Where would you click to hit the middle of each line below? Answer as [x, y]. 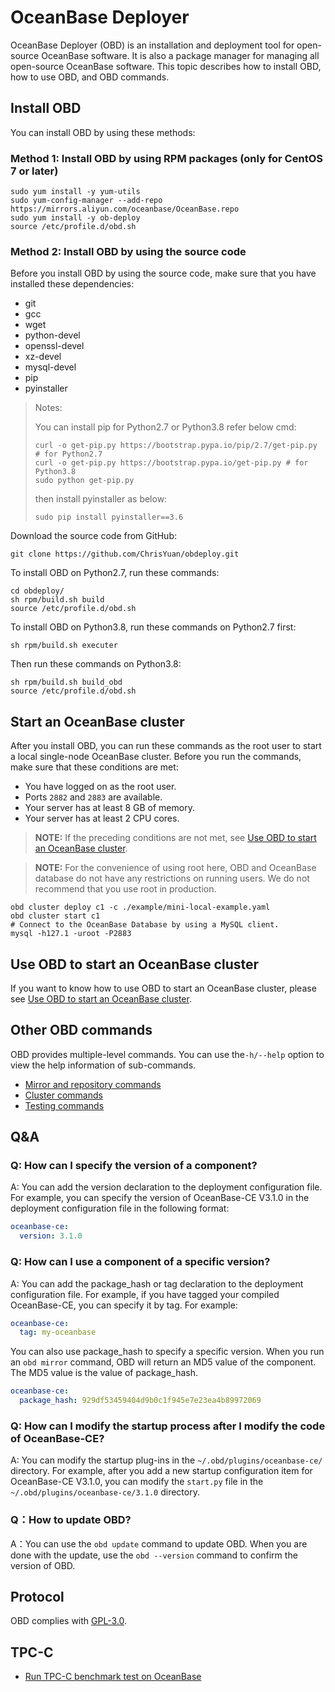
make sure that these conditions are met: [94, 767]
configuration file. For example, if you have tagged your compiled [145, 1294]
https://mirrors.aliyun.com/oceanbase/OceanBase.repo [125, 209]
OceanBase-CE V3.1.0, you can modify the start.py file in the [137, 1482]
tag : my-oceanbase [58, 1332]
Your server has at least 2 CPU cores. [102, 818]
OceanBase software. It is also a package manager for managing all [180, 55]
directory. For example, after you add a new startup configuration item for [161, 1471]
